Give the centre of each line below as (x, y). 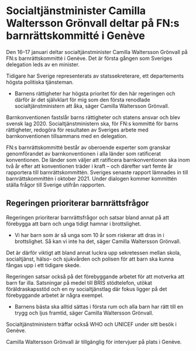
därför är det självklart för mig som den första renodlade (82, 99)
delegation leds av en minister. (43, 64)
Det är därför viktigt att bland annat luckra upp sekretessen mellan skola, (94, 252)
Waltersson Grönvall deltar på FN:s (93, 23)
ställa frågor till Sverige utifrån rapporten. (56, 185)
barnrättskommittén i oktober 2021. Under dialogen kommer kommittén (92, 178)
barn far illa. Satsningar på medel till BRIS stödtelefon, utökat (79, 282)
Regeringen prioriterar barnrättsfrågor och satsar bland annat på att (88, 217)
